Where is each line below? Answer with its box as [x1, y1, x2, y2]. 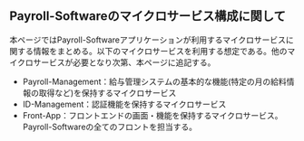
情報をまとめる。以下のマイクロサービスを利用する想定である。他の [33, 45, 288, 56]
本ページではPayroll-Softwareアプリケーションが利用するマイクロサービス [9, 34, 287, 45]
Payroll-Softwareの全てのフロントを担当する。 [22, 121, 198, 132]
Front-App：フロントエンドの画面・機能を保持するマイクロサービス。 [22, 109, 283, 120]
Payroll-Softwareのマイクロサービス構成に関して [9, 8, 286, 24]
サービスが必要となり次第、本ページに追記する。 [33, 57, 216, 68]
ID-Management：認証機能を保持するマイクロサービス [22, 99, 227, 109]
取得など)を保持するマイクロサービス [38, 87, 177, 98]
